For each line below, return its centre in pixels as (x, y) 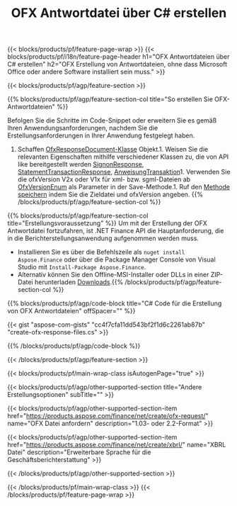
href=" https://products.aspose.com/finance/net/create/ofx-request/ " (108, 416)
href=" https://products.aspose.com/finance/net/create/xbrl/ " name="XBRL (117, 445)
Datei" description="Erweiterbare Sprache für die (79, 452)
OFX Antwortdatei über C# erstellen (119, 13)
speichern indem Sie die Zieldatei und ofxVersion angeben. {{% (110, 195)
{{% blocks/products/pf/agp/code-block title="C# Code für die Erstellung (115, 303)
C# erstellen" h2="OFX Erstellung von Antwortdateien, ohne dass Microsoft (117, 64)
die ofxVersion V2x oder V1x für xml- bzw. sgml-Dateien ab (104, 179)
